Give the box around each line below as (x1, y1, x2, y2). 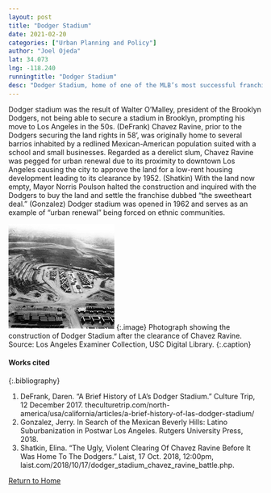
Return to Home (8, 475, 61, 485)
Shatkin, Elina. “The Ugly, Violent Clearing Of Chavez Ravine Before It (19, 443, 252, 453)
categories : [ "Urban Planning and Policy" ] (8, 39, 157, 47)
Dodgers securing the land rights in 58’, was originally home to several (8, 130, 243, 140)
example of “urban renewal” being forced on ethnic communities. (8, 207, 226, 217)
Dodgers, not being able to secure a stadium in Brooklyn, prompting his (8, 113, 245, 123)
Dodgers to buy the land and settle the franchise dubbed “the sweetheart (8, 190, 252, 200)
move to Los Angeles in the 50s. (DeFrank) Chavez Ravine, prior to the (8, 121, 242, 131)
